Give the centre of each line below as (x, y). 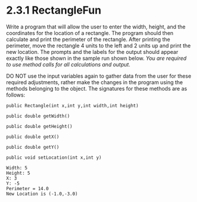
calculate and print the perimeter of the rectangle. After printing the (88, 39)
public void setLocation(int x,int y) (54, 158)
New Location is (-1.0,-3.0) (42, 194)
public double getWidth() (38, 116)
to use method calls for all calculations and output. (68, 64)
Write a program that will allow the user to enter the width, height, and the (96, 27)
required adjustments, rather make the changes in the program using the (95, 82)
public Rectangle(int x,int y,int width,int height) (72, 105)
